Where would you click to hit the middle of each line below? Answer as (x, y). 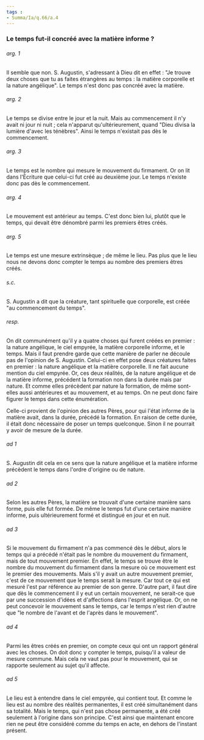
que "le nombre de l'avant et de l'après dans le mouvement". (82, 613)
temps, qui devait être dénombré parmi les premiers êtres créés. (87, 222)
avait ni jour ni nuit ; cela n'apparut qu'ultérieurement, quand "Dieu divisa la (101, 124)
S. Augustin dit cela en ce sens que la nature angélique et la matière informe (102, 463)
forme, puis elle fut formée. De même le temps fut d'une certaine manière (99, 509)
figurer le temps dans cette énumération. (58, 399)
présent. (17, 730)
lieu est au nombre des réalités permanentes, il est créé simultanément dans (102, 704)
